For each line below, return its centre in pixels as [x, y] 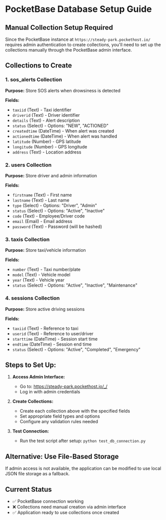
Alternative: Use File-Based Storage [62, 456]
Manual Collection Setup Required [59, 28]
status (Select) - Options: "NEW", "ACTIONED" [60, 126]
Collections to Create [39, 66]
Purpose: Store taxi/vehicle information [45, 250]
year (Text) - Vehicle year [38, 280]
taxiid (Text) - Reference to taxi [45, 328]
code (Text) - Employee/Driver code [48, 216]
